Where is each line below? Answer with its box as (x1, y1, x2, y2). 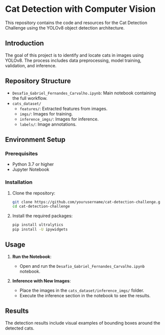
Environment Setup (5, 135, 66, 143)
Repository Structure (5, 77, 71, 85)
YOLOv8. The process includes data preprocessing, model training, (5, 57, 142, 63)
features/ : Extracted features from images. (19, 106, 107, 112)
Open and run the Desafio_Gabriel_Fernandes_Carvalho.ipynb (19, 263, 145, 269)
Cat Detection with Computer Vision (5, 3, 156, 15)
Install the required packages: (12, 213, 73, 219)
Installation (5, 179, 33, 186)
